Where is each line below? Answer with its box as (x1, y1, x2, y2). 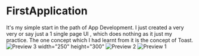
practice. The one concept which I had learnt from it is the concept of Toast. (6, 36, 194, 43)
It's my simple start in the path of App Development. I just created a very (6, 24, 184, 31)
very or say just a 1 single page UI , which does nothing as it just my (6, 30, 173, 37)
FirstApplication (6, 4, 88, 18)
